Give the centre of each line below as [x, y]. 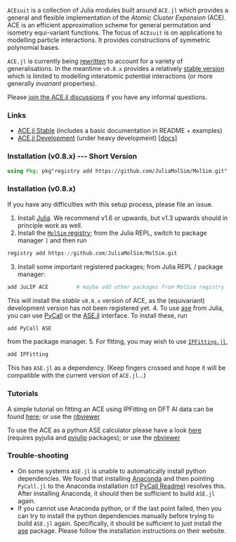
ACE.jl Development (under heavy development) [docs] [97, 138]
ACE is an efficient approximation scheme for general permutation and [109, 25]
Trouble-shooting [38, 456]
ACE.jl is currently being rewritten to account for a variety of [95, 61]
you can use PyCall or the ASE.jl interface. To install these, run [97, 315]
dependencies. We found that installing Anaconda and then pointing [116, 478]
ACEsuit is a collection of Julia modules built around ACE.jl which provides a [118, 10]
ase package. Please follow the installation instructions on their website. [122, 531]
